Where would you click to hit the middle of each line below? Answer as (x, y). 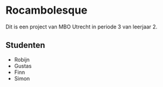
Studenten (25, 45)
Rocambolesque (47, 10)
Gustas (23, 66)
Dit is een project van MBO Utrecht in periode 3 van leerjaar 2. (81, 27)
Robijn (22, 59)
